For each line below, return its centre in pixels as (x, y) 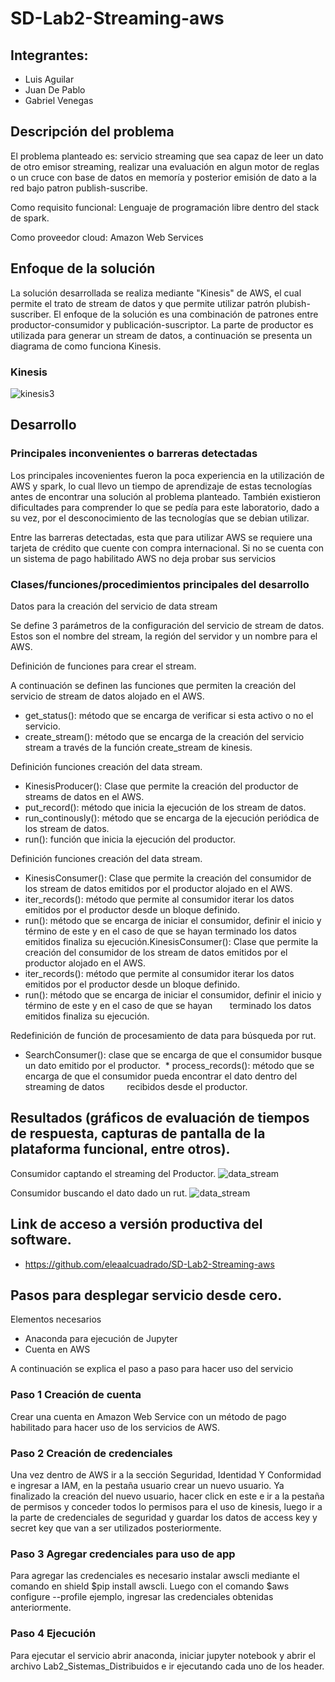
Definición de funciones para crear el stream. (103, 666)
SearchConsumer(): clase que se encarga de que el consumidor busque (173, 1054)
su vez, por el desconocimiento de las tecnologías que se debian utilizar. (160, 518)
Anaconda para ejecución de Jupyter (101, 1339)
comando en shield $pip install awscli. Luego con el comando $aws (150, 1586)
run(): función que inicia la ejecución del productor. (130, 839)
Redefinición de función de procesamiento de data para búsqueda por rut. (163, 1035)
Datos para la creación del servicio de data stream (114, 606)
